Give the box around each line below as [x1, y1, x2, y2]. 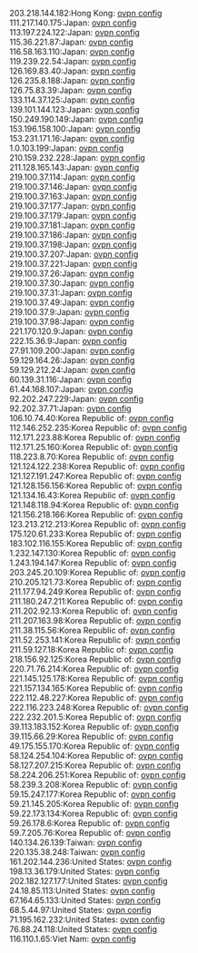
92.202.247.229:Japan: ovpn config [9, 394, 144, 404]
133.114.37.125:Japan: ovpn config [9, 94, 135, 105]
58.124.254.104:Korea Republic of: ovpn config [9, 751, 183, 761]
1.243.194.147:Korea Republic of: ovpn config [9, 557, 177, 568]
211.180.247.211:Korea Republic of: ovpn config [9, 596, 183, 606]
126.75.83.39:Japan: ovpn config [9, 85, 132, 95]
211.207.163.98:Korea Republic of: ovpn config [9, 615, 182, 625]
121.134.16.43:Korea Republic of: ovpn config [9, 490, 175, 500]
